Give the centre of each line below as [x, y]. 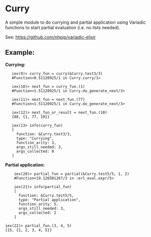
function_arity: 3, [36, 143]
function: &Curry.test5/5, [46, 196]
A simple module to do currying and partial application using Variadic [75, 22]
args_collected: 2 [37, 213]
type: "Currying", [35, 138]
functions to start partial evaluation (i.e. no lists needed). [63, 27]
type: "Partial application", [49, 200]
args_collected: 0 [35, 151]
